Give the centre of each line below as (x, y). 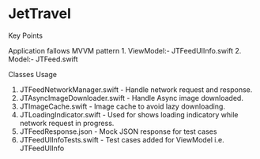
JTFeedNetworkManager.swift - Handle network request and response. (136, 89)
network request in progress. (67, 123)
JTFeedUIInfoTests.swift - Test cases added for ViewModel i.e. (122, 139)
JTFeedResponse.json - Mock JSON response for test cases (118, 131)
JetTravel (40, 14)
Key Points (26, 35)
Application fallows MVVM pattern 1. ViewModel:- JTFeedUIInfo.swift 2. (125, 50)
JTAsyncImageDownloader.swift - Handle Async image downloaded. (131, 98)
